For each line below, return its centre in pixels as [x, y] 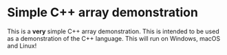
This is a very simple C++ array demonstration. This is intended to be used [113, 31]
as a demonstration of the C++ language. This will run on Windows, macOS [114, 38]
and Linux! [22, 45]
